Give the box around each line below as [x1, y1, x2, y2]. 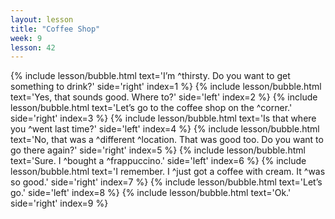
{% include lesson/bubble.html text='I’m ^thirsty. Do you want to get [10, 70, 291, 82]
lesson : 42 [10, 42, 56, 53]
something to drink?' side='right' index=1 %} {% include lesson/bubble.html [10, 81, 322, 93]
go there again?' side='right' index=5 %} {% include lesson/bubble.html [10, 144, 306, 156]
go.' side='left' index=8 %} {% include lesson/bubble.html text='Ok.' [10, 187, 292, 199]
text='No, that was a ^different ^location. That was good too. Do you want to [10, 134, 324, 146]
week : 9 [10, 33, 43, 43]
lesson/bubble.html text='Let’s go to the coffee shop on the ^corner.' [10, 102, 293, 114]
